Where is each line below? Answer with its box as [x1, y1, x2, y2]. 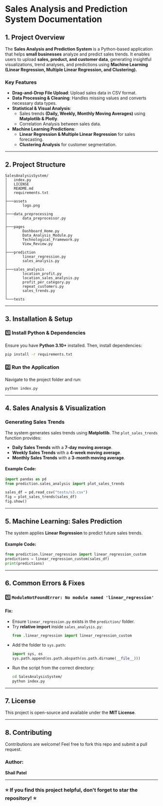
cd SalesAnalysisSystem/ [12, 674, 63, 679]
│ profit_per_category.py [5, 280, 70, 285]
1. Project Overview [5, 33, 65, 41]
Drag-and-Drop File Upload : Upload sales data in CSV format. [12, 90, 137, 96]
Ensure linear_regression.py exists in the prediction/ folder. [12, 619, 135, 624]
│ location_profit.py [5, 271, 62, 276]
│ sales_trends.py [5, 288, 55, 293]
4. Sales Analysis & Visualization [5, 404, 106, 412]
